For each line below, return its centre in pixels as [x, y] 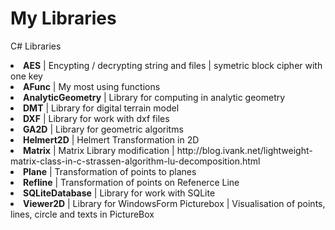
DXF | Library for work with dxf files [96, 118]
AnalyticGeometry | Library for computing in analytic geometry [154, 97]
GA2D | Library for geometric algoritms [103, 129]
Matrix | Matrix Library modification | [99, 150]
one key [26, 76]
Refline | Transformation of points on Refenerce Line [131, 182]
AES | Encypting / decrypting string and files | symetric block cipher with [173, 65]
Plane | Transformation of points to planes [110, 171]
